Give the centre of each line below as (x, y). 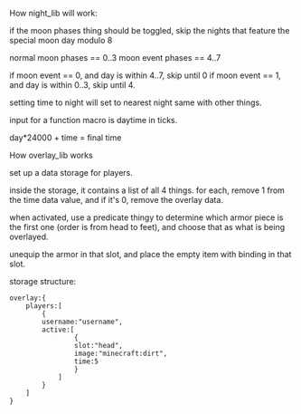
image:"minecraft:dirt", (121, 353)
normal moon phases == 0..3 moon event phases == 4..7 (115, 58)
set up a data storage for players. (71, 173)
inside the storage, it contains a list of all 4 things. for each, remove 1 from (147, 190)
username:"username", (83, 322)
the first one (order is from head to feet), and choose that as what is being (147, 227)
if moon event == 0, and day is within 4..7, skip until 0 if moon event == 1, (146, 75)
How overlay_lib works (51, 155)
